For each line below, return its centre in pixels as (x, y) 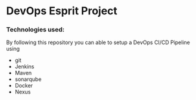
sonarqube (28, 79)
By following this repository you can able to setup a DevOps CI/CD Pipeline (98, 42)
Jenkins (24, 67)
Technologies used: (35, 30)
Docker (24, 86)
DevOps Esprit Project (62, 11)
